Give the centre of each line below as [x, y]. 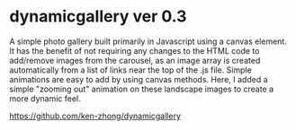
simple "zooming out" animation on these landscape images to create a [142, 89]
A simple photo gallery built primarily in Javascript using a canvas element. [148, 41]
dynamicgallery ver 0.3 [98, 17]
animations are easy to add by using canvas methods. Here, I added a [139, 79]
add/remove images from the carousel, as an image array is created [135, 60]
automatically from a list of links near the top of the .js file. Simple [130, 70]
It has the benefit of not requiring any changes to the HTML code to [135, 50]
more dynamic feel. [45, 98]
